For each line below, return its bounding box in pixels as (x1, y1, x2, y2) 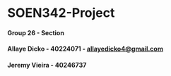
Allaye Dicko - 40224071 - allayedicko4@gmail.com (7, 44, 164, 53)
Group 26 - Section (7, 28, 65, 37)
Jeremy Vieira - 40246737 (7, 61, 87, 69)
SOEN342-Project (7, 5, 115, 21)
